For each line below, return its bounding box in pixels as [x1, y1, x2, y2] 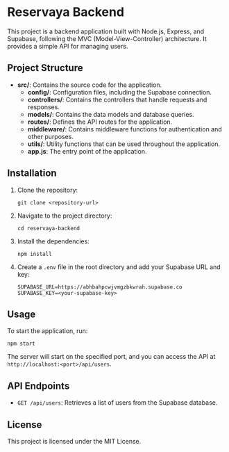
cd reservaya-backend [17, 225, 80, 232]
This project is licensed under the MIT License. [7, 437, 142, 445]
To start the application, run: [7, 327, 88, 335]
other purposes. [27, 132, 74, 140]
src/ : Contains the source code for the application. [17, 81, 162, 89]
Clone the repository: [17, 186, 78, 194]
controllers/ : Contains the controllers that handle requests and [27, 95, 207, 104]
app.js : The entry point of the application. [27, 147, 147, 155]
